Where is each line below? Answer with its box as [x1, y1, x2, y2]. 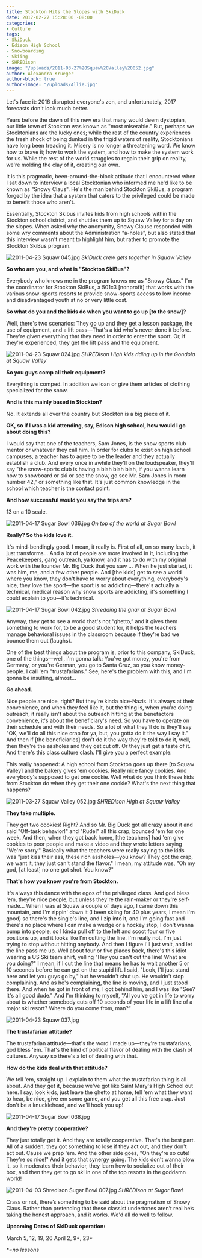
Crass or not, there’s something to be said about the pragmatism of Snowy [6, 1198, 191, 1206]
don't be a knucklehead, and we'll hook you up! [6, 1101, 124, 1109]
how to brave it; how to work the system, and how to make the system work [6, 148, 194, 156]
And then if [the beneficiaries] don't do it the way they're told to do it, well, [6, 736, 191, 743]
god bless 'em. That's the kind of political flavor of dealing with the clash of [6, 1046, 193, 1053]
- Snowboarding [6, 48, 44, 54]
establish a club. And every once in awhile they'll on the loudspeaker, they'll [6, 459, 194, 466]
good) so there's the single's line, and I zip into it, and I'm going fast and [6, 915, 185, 922]
